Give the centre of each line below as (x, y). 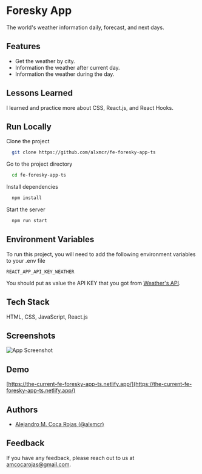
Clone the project (28, 141)
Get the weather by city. (45, 61)
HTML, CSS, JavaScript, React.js (47, 317)
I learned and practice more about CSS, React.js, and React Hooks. (90, 107)
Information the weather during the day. (65, 74)
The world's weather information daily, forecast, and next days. (86, 27)
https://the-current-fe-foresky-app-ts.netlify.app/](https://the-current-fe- (100, 384)
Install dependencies (32, 187)
